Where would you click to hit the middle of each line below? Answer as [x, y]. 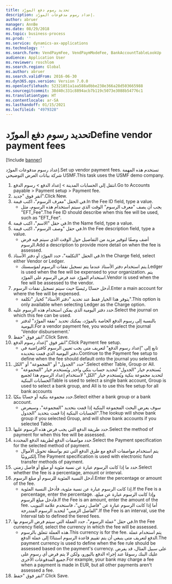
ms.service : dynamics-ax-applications [47, 43]
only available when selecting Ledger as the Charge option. [83, 304]
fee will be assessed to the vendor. [57, 283]
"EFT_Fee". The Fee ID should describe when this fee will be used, [90, 212]
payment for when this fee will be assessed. [59, 434]
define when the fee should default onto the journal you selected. [90, 358]
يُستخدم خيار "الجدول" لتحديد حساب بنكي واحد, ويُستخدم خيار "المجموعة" [91, 369]
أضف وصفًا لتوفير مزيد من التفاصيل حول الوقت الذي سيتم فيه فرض [85, 239]
